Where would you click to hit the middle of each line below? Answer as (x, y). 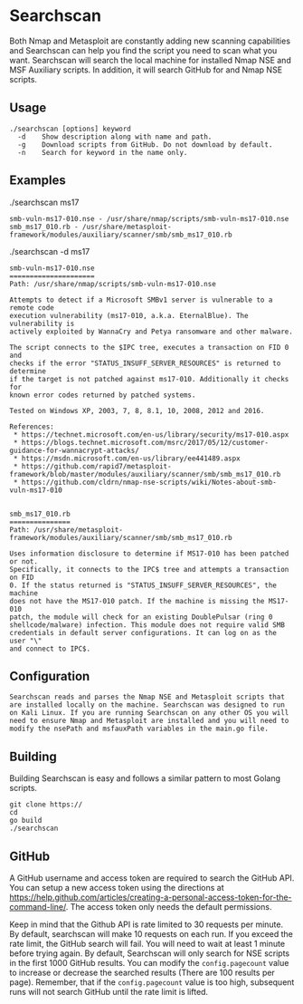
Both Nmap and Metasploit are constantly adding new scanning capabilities (150, 41)
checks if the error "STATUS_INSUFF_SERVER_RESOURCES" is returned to (145, 363)
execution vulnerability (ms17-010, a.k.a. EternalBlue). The (129, 315)
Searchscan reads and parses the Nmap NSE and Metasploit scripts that (147, 697)
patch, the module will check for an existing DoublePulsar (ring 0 (141, 617)
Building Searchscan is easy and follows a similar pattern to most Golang (145, 778)
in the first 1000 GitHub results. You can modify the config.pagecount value (149, 963)
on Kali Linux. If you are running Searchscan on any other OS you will (149, 713)
